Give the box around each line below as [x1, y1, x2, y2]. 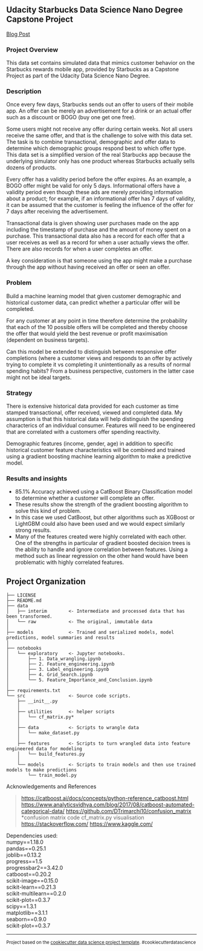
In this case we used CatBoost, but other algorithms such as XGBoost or [14, 514, 195, 521]
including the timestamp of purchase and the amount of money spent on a [6, 226, 191, 234]
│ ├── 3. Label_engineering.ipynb [6, 667, 110, 673]
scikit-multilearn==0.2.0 [6, 890, 66, 897]
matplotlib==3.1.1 [6, 909, 48, 917]
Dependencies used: [6, 832, 58, 840]
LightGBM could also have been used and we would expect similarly [14, 520, 185, 528]
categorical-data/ [21, 808, 65, 815]
